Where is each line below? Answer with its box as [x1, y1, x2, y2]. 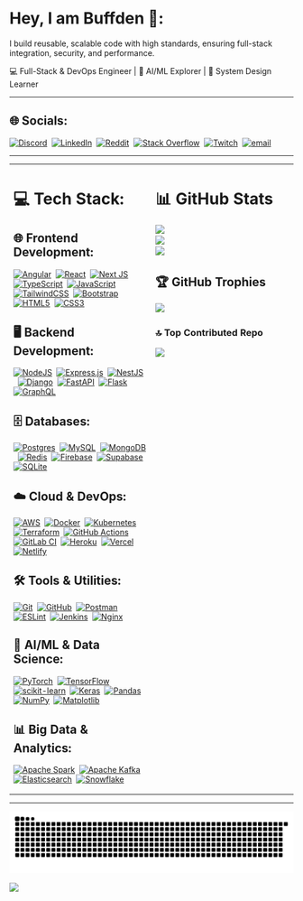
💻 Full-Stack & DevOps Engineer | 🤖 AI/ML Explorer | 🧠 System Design [9, 65, 272, 76]
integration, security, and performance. [9, 47, 155, 58]
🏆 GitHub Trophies [155, 274, 266, 290]
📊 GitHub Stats [155, 189, 273, 209]
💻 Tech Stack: [13, 189, 124, 209]
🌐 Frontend [13, 230, 78, 246]
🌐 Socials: [9, 113, 69, 129]
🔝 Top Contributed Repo [155, 327, 263, 339]
